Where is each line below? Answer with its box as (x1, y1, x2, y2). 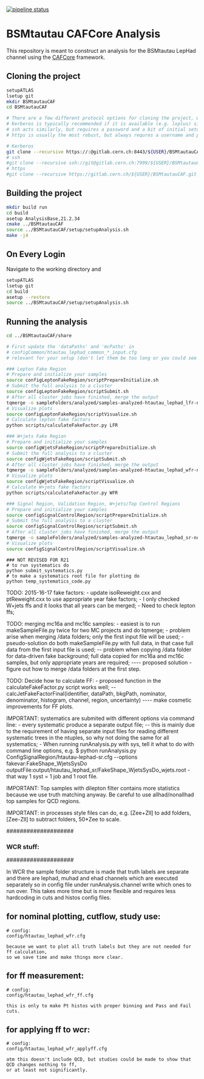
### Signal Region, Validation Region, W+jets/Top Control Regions (6, 501, 181, 507)
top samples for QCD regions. (6, 797, 81, 804)
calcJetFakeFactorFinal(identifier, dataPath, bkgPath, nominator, (6, 690, 167, 697)
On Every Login (6, 249, 66, 259)
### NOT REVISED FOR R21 (6, 557, 69, 563)
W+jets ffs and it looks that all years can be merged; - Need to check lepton (6, 601, 196, 609)
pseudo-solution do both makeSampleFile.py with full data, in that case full (6, 639, 194, 646)
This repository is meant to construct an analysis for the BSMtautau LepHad (6, 47, 196, 54)
